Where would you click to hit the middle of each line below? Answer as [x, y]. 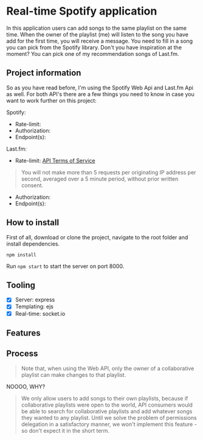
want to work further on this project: [52, 100]
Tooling [21, 285]
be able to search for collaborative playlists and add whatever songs [107, 411]
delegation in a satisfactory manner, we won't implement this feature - [109, 424]
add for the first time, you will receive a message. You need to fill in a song [100, 41]
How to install [33, 223]
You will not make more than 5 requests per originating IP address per [108, 172]
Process [22, 354]
